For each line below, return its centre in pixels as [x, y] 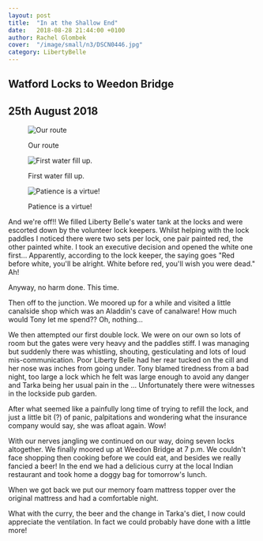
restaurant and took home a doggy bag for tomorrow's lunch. [108, 475]
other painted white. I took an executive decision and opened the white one [131, 247]
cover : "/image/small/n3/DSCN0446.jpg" [76, 45]
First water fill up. [56, 176]
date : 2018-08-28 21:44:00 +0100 [67, 30]
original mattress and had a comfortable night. [83, 498]
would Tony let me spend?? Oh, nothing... [76, 320]
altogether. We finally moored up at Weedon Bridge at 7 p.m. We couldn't [127, 449]
